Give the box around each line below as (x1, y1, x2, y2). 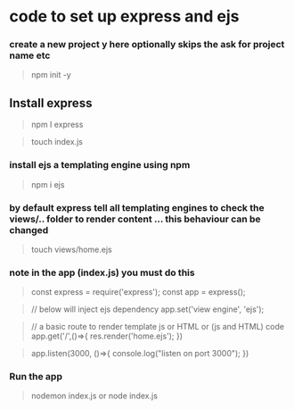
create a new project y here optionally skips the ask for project (9, 38, 285, 51)
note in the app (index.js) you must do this (9, 266, 195, 279)
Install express (9, 96, 93, 111)
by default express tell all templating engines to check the (9, 201, 265, 213)
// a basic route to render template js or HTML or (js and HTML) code (30, 322, 285, 332)
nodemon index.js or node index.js (30, 390, 159, 401)
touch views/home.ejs (30, 244, 113, 255)
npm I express (30, 119, 84, 130)
